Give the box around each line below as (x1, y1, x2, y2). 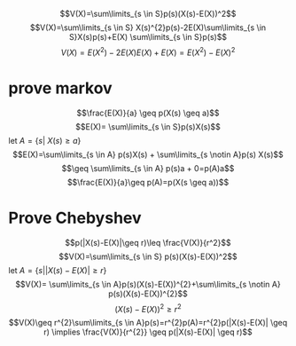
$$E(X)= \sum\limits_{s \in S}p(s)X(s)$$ (75, 121, 221, 132)
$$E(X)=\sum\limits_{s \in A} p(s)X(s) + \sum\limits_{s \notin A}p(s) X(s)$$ (12, 149, 284, 160)
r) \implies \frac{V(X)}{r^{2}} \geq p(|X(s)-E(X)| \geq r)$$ (43, 326, 253, 337)
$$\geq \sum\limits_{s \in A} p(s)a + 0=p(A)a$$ (61, 162, 235, 173)
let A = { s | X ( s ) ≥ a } (8, 135, 82, 145)
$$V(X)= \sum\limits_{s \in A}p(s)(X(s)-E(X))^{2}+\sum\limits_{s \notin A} (15, 279, 281, 289)
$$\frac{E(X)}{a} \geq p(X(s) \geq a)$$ (76, 107, 220, 118)
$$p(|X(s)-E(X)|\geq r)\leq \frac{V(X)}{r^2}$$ (65, 237, 231, 248)
